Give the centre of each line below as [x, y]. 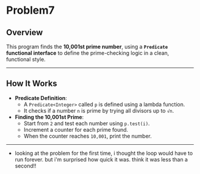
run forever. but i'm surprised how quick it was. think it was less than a [101, 159]
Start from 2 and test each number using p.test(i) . [87, 123]
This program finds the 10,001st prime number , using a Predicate [87, 46]
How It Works [32, 84]
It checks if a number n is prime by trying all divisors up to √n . [99, 110]
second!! [26, 166]
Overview [25, 32]
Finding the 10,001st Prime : [49, 117]
